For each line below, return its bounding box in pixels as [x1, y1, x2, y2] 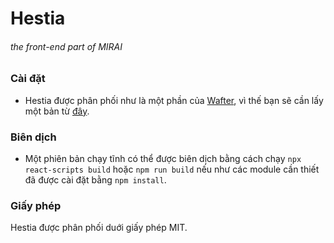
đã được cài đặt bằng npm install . [24, 174, 167, 186]
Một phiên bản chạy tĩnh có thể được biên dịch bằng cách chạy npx [24, 153, 302, 165]
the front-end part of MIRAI [10, 40, 123, 52]
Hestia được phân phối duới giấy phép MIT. [10, 222, 188, 234]
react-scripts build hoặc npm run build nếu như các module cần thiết [24, 163, 320, 176]
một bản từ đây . [24, 105, 90, 117]
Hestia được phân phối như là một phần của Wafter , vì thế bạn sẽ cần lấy [24, 94, 324, 106]
